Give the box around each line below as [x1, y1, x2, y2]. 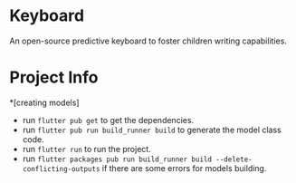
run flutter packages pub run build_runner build [22, 153, 213, 164]
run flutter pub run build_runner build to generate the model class [22, 124, 282, 135]
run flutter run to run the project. [22, 143, 151, 154]
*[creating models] [9, 97, 80, 108]
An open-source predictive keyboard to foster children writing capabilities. [9, 35, 288, 46]
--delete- [215, 155, 253, 164]
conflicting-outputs [22, 164, 100, 173]
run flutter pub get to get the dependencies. [22, 114, 195, 125]
